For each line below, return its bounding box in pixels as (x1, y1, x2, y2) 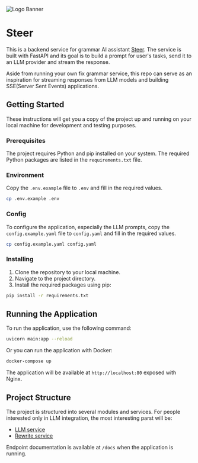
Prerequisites (6, 136, 46, 144)
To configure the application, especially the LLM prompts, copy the (6, 223, 170, 230)
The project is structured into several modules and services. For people (6, 408, 181, 415)
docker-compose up (6, 358, 52, 364)
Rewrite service (14, 432, 53, 439)
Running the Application (6, 308, 98, 319)
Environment (6, 171, 44, 179)
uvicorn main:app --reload (6, 336, 73, 342)
